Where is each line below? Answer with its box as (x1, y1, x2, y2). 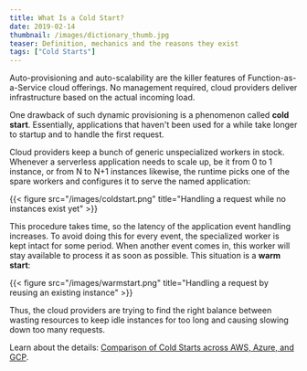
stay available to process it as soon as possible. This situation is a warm (9, 250, 281, 261)
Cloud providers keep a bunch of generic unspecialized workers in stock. (9, 147, 285, 158)
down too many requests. (9, 324, 106, 335)
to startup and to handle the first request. (9, 129, 164, 140)
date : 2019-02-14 (9, 22, 76, 31)
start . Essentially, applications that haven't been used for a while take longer (9, 120, 298, 131)
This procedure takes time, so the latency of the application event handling (9, 221, 291, 232)
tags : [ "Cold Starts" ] (9, 48, 96, 57)
